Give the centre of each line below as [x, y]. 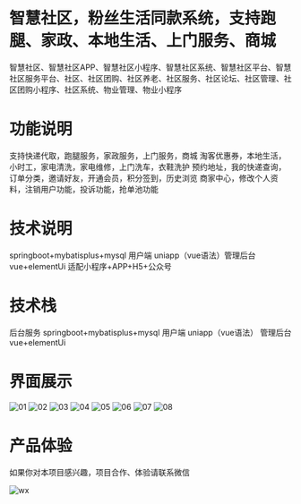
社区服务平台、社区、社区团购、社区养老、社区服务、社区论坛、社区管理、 [146, 78]
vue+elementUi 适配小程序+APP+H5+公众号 [90, 266]
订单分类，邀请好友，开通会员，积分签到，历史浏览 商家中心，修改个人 [140, 178]
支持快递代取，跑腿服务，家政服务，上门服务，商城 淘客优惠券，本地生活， [148, 155]
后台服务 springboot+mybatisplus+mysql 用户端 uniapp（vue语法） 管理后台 [150, 332]
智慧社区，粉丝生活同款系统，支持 [135, 18]
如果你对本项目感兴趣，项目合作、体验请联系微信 [99, 472]
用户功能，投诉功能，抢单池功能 [99, 189]
